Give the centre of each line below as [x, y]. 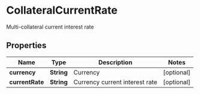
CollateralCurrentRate [62, 10]
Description [116, 62]
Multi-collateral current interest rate [50, 27]
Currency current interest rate [115, 82]
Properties [26, 46]
